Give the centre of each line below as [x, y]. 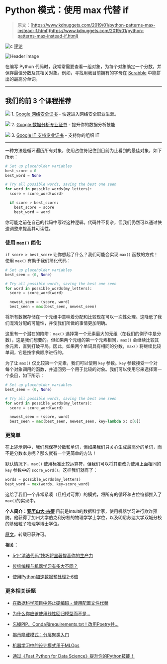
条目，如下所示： [27, 375]
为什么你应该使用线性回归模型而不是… [51, 613]
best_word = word [32, 212]
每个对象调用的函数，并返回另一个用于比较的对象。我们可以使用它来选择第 [81, 369]
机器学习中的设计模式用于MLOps [46, 645]
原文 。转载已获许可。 [27, 534]
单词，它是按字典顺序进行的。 [36, 352]
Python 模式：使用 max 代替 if [67, 10]
